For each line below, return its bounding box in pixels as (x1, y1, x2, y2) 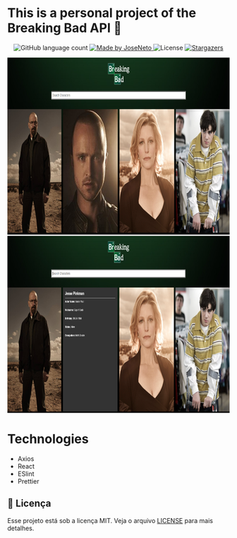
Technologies (7, 431, 90, 447)
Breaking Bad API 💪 (7, 20, 122, 36)
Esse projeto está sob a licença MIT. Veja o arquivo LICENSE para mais (7, 516, 214, 525)
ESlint (17, 469, 35, 478)
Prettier (17, 476, 39, 486)
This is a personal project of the (7, 5, 196, 21)
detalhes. (7, 524, 35, 532)
